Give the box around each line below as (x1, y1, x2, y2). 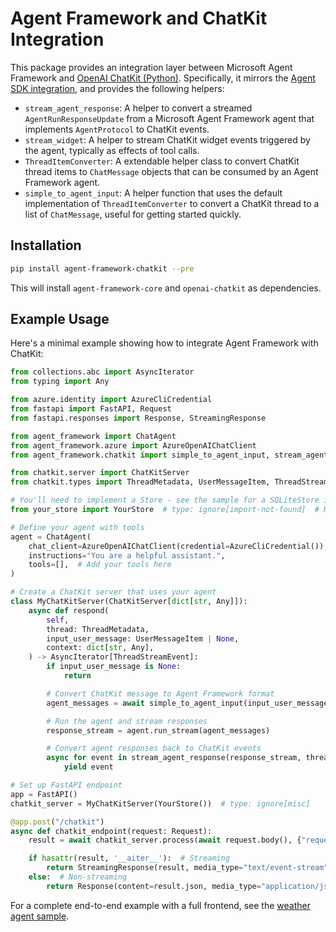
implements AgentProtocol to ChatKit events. (24, 123, 210, 135)
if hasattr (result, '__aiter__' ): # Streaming (28, 853, 230, 864)
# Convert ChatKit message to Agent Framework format (46, 688, 275, 699)
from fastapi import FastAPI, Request (10, 404, 172, 414)
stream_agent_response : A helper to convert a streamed (24, 102, 253, 114)
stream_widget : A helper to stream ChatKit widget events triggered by (24, 133, 311, 146)
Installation (10, 237, 82, 254)
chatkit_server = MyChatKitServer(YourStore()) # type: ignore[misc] (10, 798, 311, 809)
